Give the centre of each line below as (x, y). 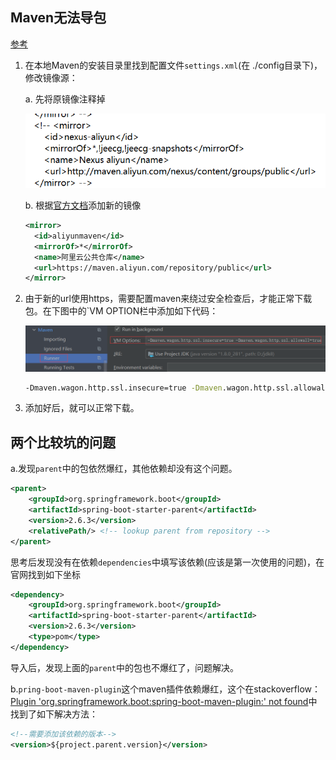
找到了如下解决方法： (54, 714)
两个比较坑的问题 (63, 442)
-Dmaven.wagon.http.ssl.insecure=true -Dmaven (123, 388)
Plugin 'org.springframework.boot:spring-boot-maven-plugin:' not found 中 (164, 701)
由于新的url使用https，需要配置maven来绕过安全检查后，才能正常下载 (168, 299)
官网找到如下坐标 (45, 574)
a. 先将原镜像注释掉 (65, 99)
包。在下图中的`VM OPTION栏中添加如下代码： (121, 311)
